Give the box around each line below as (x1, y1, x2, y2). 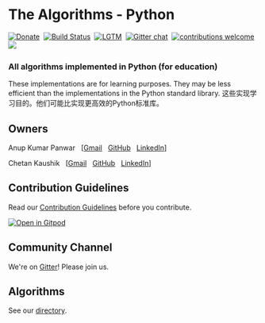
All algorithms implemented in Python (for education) (8, 61, 218, 72)
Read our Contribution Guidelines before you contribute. (8, 202, 192, 212)
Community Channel (8, 240, 113, 255)
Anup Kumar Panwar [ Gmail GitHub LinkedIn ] (8, 143, 167, 152)
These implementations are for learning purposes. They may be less (8, 79, 232, 89)
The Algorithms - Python (8, 6, 175, 24)
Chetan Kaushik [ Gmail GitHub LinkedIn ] (8, 159, 152, 168)
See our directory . (8, 306, 67, 315)
